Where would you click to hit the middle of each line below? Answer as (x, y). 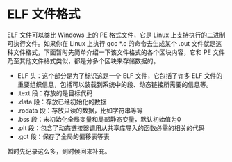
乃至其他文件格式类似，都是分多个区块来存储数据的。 (83, 60)
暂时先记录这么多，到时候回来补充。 (59, 151)
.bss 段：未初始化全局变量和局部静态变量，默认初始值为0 (99, 119)
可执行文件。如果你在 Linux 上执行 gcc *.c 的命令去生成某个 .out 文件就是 (112, 43)
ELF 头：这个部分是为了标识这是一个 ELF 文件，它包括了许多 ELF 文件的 (120, 75)
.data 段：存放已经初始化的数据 (62, 102)
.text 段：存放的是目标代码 (55, 93)
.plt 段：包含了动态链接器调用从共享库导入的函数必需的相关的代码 (111, 128)
